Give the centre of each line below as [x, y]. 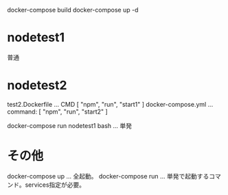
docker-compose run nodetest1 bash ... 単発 [70, 125]
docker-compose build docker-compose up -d [73, 10]
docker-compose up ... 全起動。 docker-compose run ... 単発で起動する [108, 176]
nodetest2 [37, 86]
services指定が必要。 [55, 185]
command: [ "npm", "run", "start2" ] [57, 112]
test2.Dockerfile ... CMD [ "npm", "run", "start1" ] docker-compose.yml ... [110, 104]
